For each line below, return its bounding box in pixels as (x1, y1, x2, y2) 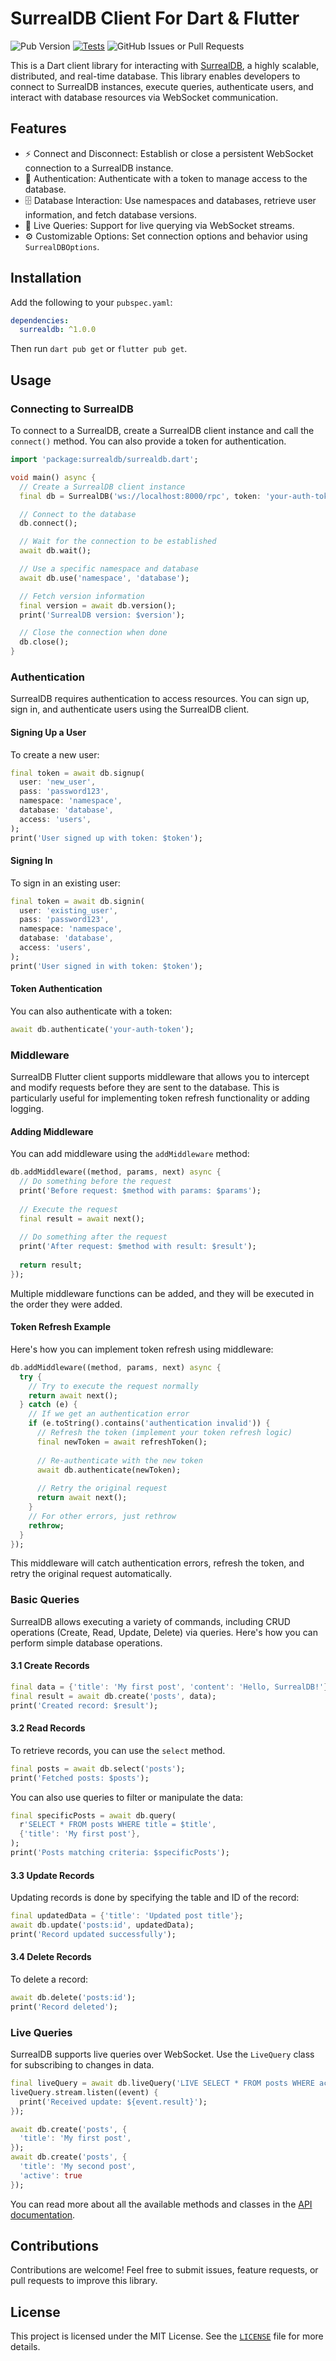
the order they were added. (10, 1298, 123, 1310)
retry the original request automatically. (10, 1568, 172, 1580)
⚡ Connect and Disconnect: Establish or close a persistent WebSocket (24, 147, 314, 159)
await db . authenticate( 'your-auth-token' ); (10, 1024, 195, 1034)
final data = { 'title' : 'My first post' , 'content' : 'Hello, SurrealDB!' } (10, 1682, 329, 1692)
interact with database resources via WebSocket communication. (10, 91, 279, 103)
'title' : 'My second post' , (19, 2162, 137, 2172)
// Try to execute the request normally (28, 1381, 199, 1391)
